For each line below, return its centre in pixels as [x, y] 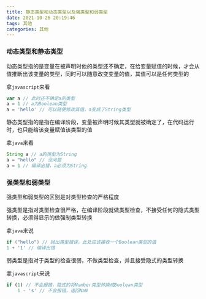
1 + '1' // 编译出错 [31, 248]
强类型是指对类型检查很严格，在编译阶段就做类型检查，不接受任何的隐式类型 [103, 210]
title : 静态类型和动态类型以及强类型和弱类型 [57, 12]
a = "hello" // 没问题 [34, 160]
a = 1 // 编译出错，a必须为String [47, 166]
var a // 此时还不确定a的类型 [41, 98]
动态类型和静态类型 [35, 51]
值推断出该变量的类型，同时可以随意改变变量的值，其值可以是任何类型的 [97, 73]
